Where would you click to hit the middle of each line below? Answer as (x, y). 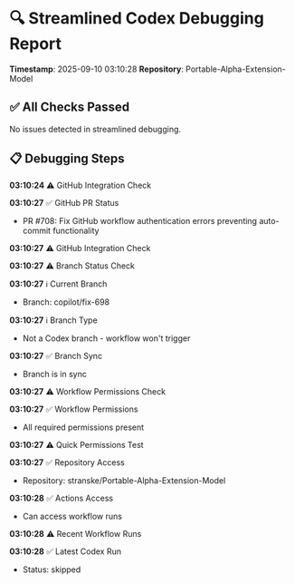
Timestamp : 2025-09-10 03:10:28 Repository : (96, 69)
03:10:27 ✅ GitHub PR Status (64, 202)
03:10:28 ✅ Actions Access (62, 498)
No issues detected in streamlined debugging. (95, 129)
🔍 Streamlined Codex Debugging (137, 19)
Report (35, 44)
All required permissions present (83, 427)
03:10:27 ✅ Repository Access (67, 462)
